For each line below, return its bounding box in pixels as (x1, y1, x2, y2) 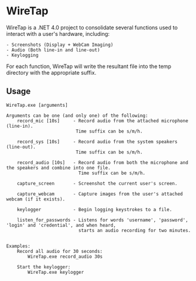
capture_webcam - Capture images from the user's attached (17, 191, 183, 197)
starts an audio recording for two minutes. (78, 227, 191, 233)
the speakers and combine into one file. (6, 165, 111, 171)
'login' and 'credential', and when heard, (6, 222, 117, 228)
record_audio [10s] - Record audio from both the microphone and (17, 159, 188, 165)
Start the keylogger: (17, 264, 71, 270)
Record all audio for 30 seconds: (17, 248, 103, 254)
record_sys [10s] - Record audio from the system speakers (17, 138, 178, 144)
